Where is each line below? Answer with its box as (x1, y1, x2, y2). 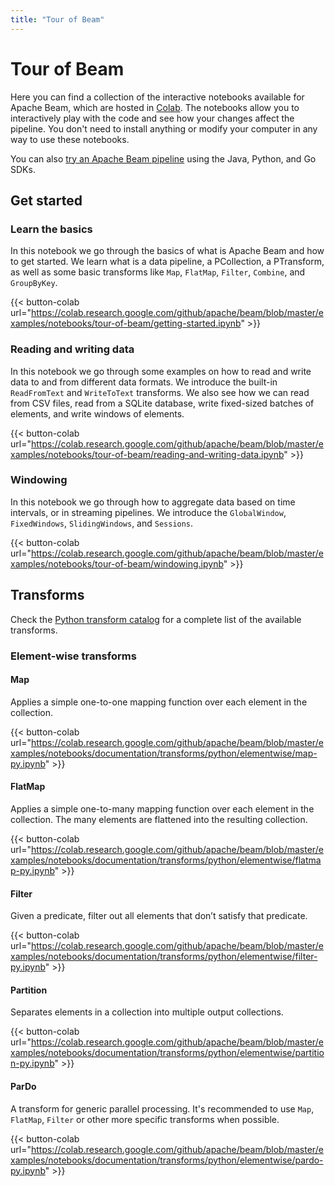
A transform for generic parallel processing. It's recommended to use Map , (10, 1102, 315, 1115)
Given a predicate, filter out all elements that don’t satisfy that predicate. (10, 910, 308, 922)
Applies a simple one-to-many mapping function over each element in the (10, 802, 315, 815)
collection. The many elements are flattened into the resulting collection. (10, 813, 308, 825)
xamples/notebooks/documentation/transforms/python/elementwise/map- (10, 747, 318, 759)
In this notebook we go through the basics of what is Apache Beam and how (10, 245, 325, 257)
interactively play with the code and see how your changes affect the (10, 112, 295, 124)
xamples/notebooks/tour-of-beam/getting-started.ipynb (10, 317, 242, 330)
